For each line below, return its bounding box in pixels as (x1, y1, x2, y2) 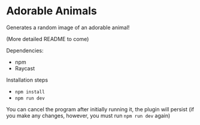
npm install (14, 89, 45, 95)
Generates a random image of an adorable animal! (6, 24, 130, 31)
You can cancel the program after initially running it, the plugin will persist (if (6, 105, 195, 112)
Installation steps (6, 76, 49, 83)
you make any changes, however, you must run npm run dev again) (6, 112, 171, 119)
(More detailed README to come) (6, 35, 89, 42)
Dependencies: (6, 46, 44, 54)
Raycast (14, 64, 35, 72)
